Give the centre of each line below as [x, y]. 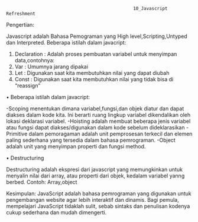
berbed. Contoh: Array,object [42, 182]
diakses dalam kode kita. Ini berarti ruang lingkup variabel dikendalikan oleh [98, 115]
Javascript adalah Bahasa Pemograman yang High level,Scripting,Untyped [97, 36]
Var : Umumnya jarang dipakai [51, 66]
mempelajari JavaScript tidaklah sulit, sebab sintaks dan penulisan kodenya [98, 206]
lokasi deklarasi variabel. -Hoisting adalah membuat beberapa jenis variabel [98, 121]
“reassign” [27, 85]
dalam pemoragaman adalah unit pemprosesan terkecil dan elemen [111, 134]
